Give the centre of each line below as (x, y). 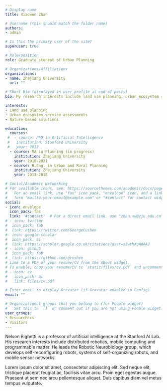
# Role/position (22, 55)
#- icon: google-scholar (31, 235)
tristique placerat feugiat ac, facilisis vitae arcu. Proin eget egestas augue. (81, 373)
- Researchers (20, 318)
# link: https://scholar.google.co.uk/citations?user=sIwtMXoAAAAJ (78, 244)
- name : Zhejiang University (35, 78)
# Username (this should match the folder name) (56, 23)
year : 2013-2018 (31, 175)
